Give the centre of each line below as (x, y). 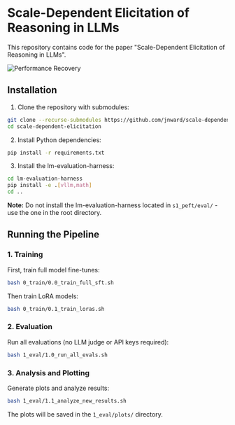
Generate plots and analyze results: (58, 388)
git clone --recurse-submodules (54, 120)
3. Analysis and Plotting (48, 372)
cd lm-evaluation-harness (45, 179)
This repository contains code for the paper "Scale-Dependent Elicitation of (116, 47)
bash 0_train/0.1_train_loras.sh (56, 309)
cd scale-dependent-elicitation (54, 126)
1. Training (25, 255)
